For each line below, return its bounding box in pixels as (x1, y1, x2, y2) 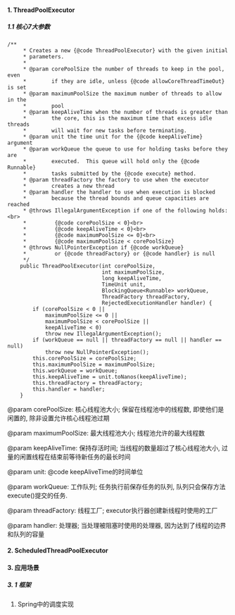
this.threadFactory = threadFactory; (32, 379, 143, 386)
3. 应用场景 (7, 563, 40, 571)
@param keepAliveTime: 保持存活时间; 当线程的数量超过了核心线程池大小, (7, 443, 220, 452)
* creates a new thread (23, 182, 115, 189)
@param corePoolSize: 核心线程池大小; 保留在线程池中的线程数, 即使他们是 (7, 405, 224, 413)
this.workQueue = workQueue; (32, 367, 118, 374)
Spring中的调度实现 (17, 600, 75, 608)
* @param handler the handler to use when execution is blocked (23, 189, 216, 196)
